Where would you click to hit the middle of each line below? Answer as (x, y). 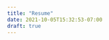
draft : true (24, 26)
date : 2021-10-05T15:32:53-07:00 (55, 20)
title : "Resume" (30, 13)
